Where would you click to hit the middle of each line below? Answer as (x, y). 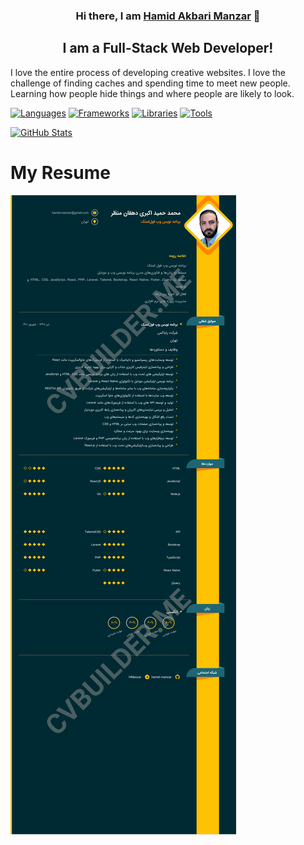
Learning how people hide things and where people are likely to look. (152, 93)
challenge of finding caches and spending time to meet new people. (150, 83)
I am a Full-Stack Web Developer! (168, 48)
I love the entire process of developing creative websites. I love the (148, 72)
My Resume (60, 172)
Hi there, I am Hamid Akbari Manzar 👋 (168, 16)
